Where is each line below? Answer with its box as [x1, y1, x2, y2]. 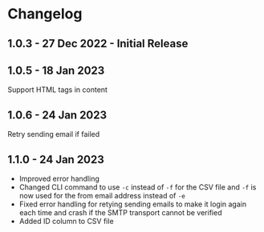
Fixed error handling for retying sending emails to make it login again [18, 199, 246, 209]
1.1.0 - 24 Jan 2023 [7, 153, 105, 166]
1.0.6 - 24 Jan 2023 [7, 108, 108, 122]
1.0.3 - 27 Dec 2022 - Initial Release [7, 37, 189, 50]
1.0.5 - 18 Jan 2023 [7, 63, 105, 77]
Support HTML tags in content [7, 85, 108, 94]
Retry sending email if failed [7, 130, 100, 139]
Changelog [7, 5, 83, 23]
